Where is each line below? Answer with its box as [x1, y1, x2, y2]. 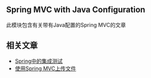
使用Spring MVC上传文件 [14, 65, 76, 72]
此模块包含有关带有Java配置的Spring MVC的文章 [6, 21, 127, 29]
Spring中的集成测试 [14, 57, 63, 64]
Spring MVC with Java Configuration [6, 5, 146, 15]
